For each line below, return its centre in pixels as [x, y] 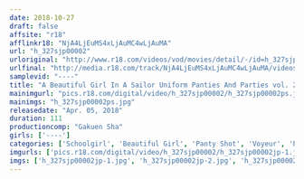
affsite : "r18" [38, 34]
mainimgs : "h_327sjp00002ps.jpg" [72, 102]
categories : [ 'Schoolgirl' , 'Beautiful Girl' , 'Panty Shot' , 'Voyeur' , [147, 144]
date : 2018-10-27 [42, 18]
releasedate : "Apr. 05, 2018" [66, 110]
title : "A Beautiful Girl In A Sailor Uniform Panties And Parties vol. [149, 85]
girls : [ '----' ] [40, 136]
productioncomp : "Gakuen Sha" [66, 127]
